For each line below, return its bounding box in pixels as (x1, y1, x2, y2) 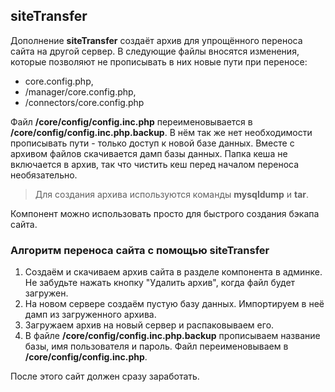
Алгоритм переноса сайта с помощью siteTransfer (10, 243, 270, 257)
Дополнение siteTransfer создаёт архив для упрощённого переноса (10, 34, 303, 46)
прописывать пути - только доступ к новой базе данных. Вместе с (10, 137, 295, 149)
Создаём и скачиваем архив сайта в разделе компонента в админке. (24, 266, 323, 278)
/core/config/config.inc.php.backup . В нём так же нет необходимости (10, 126, 313, 138)
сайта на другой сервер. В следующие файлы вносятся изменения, (10, 45, 300, 57)
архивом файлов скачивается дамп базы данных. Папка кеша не (10, 147, 288, 159)
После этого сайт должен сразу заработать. (10, 370, 200, 383)
